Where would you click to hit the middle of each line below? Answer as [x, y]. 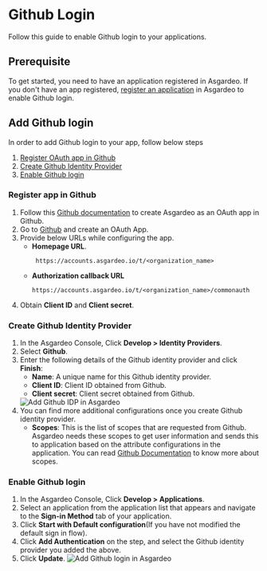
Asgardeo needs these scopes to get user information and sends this [145, 436]
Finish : [31, 369]
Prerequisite [39, 62]
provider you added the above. [70, 550]
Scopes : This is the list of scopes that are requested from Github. [139, 428]
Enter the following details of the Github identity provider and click [128, 360]
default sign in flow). [53, 533]
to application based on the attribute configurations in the [126, 444]
